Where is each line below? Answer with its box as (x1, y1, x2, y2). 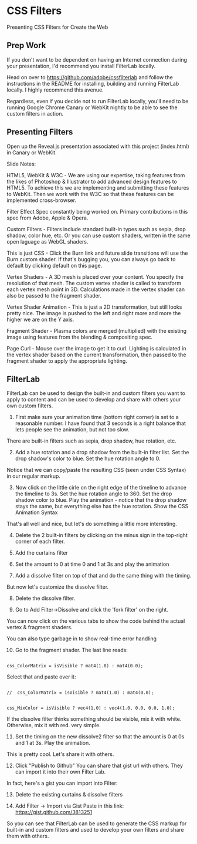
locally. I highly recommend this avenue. (6, 86, 104, 93)
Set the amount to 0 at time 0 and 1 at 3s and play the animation (15, 561, 169, 568)
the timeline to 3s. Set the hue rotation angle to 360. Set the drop (15, 490, 172, 497)
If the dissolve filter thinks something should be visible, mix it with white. (6, 715, 182, 723)
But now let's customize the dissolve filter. (6, 583, 109, 590)
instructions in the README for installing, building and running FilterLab (6, 80, 179, 87)
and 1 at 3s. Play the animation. (15, 740, 90, 747)
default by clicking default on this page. (6, 262, 103, 269)
